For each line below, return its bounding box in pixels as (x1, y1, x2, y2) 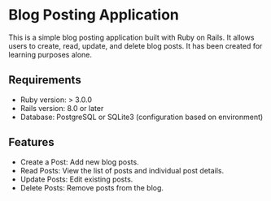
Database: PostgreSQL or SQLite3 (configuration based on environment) (20, 112, 264, 122)
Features (8, 135, 55, 149)
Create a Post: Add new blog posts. (20, 156, 140, 167)
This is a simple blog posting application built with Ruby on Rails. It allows (8, 32, 255, 42)
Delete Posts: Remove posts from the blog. (20, 182, 164, 192)
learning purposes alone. (8, 49, 92, 59)
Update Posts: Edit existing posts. (20, 174, 133, 184)
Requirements (8, 73, 81, 87)
